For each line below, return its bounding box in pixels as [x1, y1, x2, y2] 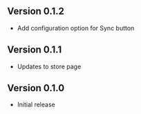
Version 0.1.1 [7, 44, 62, 56]
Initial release [17, 100, 55, 109]
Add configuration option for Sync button [17, 23, 135, 32]
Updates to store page [17, 62, 82, 70]
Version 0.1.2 [7, 6, 64, 17]
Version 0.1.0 [7, 82, 65, 94]
